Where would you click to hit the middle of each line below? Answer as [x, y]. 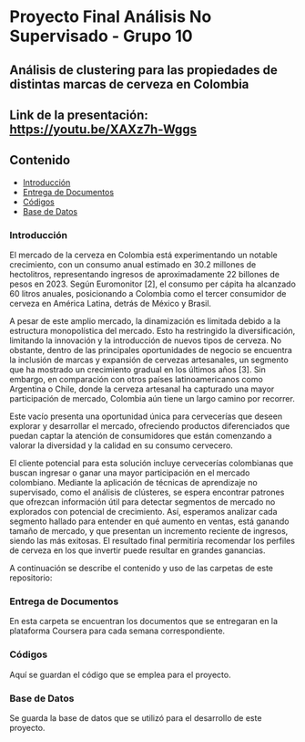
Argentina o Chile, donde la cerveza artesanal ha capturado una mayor [142, 389]
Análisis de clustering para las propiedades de [143, 70]
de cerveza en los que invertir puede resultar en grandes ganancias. [137, 550]
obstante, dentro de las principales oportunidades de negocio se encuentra [151, 350]
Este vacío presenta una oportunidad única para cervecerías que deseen [146, 416]
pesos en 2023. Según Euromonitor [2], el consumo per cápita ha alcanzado [152, 284]
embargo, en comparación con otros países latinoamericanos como [137, 380]
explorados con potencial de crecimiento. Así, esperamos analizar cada [143, 512]
